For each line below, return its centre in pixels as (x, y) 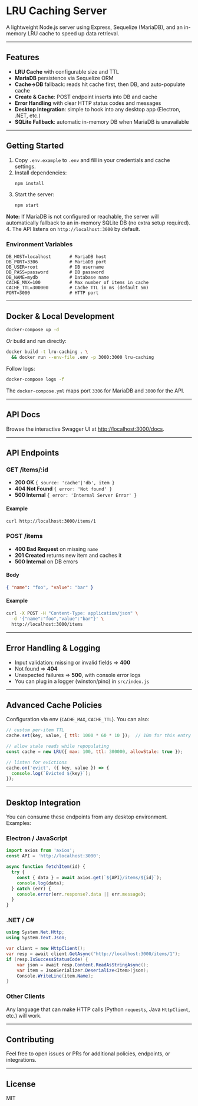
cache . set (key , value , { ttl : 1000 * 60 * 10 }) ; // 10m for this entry (99, 736)
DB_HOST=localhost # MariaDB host (57, 257)
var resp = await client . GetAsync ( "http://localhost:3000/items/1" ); (93, 954)
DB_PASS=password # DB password (55, 272)
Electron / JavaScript (37, 838)
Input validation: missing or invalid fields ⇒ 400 (72, 662)
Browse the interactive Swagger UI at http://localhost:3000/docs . (85, 429)
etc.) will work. (24, 1015)
